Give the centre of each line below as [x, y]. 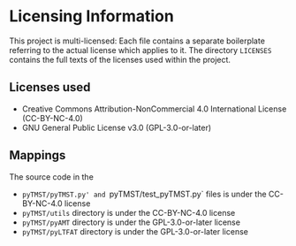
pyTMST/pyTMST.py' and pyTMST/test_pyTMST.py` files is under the [144, 194]
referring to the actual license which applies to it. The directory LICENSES [140, 50]
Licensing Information [91, 16]
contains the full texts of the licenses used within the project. [120, 59]
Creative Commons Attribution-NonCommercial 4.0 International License [154, 109]
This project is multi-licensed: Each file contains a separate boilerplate [137, 41]
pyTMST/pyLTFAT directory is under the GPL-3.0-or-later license [135, 231]
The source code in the [52, 177]
